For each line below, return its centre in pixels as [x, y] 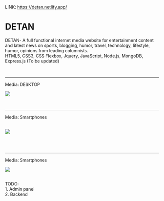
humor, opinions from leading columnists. [47, 50]
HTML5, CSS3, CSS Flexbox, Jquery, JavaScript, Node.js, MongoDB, [74, 56]
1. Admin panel [20, 189]
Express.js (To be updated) [32, 61]
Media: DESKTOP [22, 84]
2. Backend [16, 194]
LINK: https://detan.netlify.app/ [36, 7]
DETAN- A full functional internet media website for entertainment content [79, 40]
